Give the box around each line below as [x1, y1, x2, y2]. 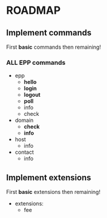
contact [14, 148, 34, 156]
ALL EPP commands [6, 58, 66, 67]
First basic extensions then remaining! [6, 189, 100, 196]
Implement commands [6, 28, 91, 38]
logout [23, 91, 41, 98]
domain [14, 117, 34, 124]
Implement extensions [6, 172, 91, 183]
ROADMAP [6, 4, 61, 17]
